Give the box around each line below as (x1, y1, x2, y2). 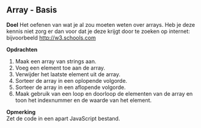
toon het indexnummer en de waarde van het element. (15, 96, 152, 104)
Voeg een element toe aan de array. (15, 64, 106, 71)
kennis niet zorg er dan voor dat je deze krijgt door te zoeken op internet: (6, 27, 191, 35)
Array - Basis (6, 5, 57, 15)
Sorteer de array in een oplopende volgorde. (15, 77, 128, 84)
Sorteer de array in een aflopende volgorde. (15, 84, 126, 91)
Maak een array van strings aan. (15, 57, 97, 65)
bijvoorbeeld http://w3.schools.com (6, 34, 96, 41)
